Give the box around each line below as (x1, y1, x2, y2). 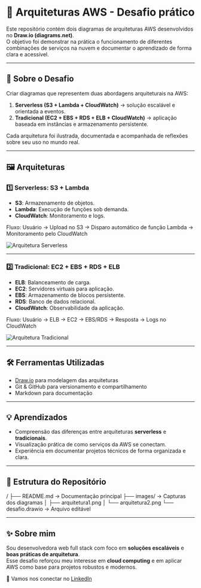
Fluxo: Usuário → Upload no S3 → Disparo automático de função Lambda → (6, 224, 194, 231)
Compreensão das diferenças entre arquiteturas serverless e (14, 428, 166, 436)
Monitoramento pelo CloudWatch (6, 230, 88, 238)
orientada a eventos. (14, 107, 66, 115)
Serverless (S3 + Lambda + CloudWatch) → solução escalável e (14, 101, 175, 109)
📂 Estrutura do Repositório (6, 476, 106, 487)
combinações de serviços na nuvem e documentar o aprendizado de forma (6, 44, 192, 52)
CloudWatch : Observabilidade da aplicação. (14, 304, 124, 311)
